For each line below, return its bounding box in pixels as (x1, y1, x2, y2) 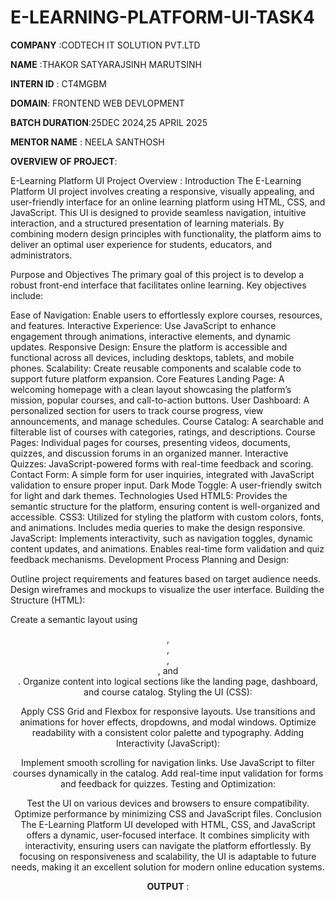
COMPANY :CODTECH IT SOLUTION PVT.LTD (10, 39, 201, 51)
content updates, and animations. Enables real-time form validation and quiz (10, 542, 325, 555)
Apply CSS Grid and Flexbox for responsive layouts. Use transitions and (20, 705, 316, 717)
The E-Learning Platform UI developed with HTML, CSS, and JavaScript (20, 818, 316, 830)
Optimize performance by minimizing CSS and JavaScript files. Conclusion (14, 807, 322, 820)
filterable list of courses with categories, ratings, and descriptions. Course (10, 426, 316, 438)
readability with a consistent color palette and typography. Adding (31, 726, 305, 738)
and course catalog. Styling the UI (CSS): (83, 686, 253, 698)
